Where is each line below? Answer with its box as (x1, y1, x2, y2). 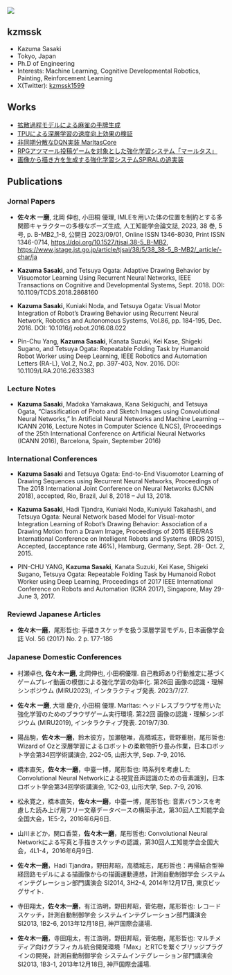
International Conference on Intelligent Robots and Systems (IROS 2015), (17, 534, 225, 543)
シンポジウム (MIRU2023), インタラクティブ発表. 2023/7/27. (17, 686, 189, 695)
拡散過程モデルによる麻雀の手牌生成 (17, 120, 121, 129)
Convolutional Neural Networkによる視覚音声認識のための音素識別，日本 (17, 773, 225, 782)
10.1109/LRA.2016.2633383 (17, 367, 95, 375)
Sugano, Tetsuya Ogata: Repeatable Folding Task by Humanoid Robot (17, 570, 216, 578)
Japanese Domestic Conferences (7, 652, 123, 662)
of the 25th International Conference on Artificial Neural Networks (17, 429, 206, 438)
